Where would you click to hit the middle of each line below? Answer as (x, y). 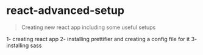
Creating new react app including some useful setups (88, 27)
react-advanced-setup (66, 11)
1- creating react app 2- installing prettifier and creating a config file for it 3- (101, 39)
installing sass (24, 45)
